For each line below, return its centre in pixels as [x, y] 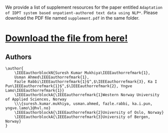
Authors [18, 57]
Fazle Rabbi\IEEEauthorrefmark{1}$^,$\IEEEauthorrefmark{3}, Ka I [86, 82]
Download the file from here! [67, 39]
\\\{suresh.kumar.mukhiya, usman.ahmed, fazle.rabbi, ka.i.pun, [83, 104]
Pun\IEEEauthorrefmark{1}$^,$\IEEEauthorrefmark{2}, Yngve [69, 86]
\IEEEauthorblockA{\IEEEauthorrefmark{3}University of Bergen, [82, 117]
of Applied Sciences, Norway [36, 99]
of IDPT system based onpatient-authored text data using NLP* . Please [81, 13]
